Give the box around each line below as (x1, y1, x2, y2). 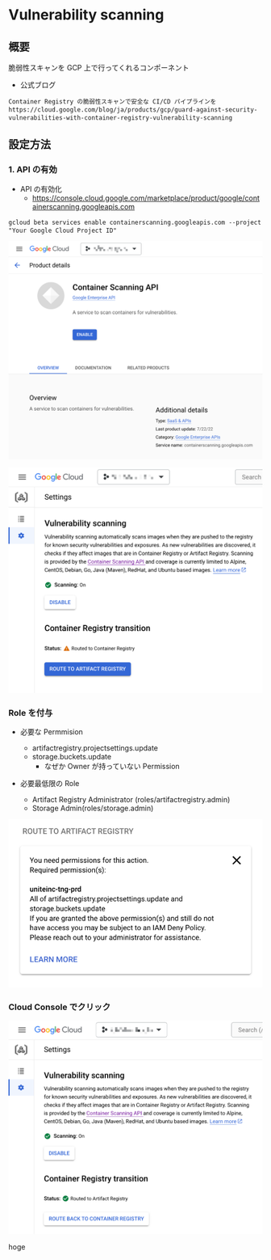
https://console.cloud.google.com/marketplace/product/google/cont (31, 192, 261, 203)
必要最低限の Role (19, 779, 80, 789)
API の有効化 (19, 184, 63, 193)
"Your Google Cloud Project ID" (8, 226, 117, 235)
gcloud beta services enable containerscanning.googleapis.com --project (8, 218, 262, 226)
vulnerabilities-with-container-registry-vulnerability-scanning (8, 114, 232, 122)
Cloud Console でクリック (8, 1001, 111, 1013)
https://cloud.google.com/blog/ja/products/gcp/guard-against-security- (8, 106, 258, 114)
